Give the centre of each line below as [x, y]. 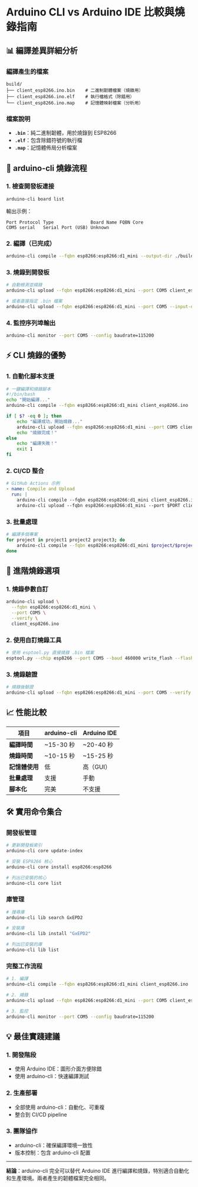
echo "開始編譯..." [28, 400]
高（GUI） [97, 766]
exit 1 [25, 449]
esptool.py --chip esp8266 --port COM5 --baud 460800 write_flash [89, 658]
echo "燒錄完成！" [37, 432]
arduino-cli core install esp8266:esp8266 [59, 867]
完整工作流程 [24, 966]
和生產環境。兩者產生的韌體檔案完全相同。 [58, 1178]
